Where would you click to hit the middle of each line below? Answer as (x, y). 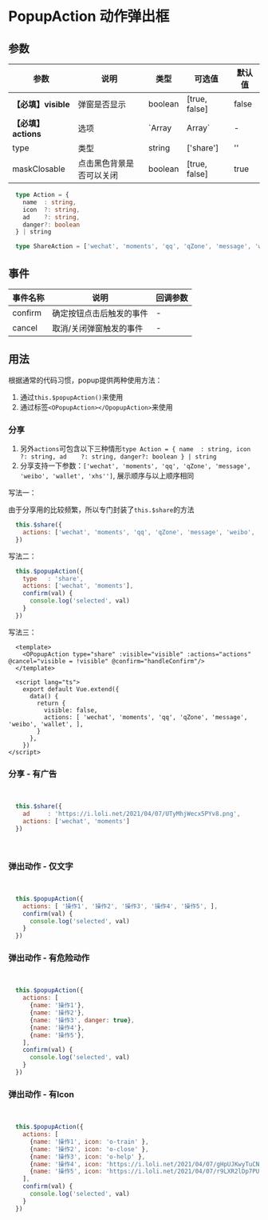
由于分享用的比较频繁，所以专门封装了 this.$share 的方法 (101, 510)
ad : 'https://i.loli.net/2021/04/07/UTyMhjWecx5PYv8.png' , (132, 814)
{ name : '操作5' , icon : (66, 1172)
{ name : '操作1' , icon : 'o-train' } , (89, 1142)
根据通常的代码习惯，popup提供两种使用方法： (85, 380)
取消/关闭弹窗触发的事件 (98, 328)
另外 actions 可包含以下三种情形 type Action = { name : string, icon (135, 449)
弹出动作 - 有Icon (41, 1094)
